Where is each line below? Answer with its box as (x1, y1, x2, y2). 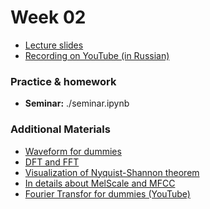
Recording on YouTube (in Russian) (24, 49, 170, 61)
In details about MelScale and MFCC (24, 177, 176, 189)
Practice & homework (10, 74, 117, 88)
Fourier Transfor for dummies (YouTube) (24, 187, 191, 200)
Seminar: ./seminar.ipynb (24, 97, 130, 110)
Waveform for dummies (24, 145, 122, 157)
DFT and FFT (24, 156, 80, 168)
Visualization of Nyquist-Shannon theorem (24, 166, 200, 178)
